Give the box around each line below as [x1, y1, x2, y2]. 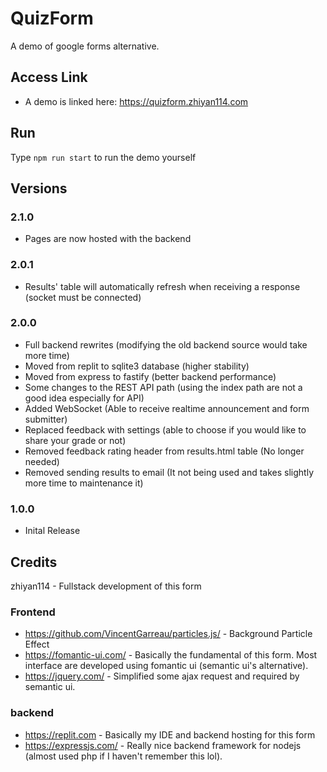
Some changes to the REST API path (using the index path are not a [24, 381, 303, 393]
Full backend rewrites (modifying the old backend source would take [24, 338, 308, 351]
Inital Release [24, 525, 81, 537]
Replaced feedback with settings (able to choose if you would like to [24, 423, 307, 436]
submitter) [24, 413, 68, 425]
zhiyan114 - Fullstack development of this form [10, 580, 202, 592]
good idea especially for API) [24, 392, 145, 404]
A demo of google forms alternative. [10, 40, 160, 52]
